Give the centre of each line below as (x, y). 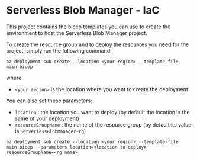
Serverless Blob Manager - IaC (83, 10)
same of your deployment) (47, 118)
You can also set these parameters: (49, 101)
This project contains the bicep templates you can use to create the (88, 27)
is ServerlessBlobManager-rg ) (50, 131)
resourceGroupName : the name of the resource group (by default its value (103, 124)
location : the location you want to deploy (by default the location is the (102, 112)
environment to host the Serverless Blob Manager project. (77, 33)
